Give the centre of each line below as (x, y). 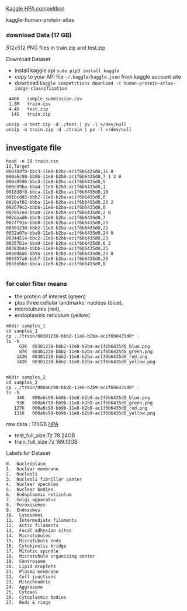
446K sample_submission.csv (45, 99)
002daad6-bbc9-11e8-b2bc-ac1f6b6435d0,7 (56, 218)
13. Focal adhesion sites (39, 531)
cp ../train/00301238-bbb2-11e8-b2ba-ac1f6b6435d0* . (73, 336)
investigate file (34, 148)
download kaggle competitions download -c (68, 83)
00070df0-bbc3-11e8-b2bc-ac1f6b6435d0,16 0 (60, 172)
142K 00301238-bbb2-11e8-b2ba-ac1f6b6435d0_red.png (82, 357)
